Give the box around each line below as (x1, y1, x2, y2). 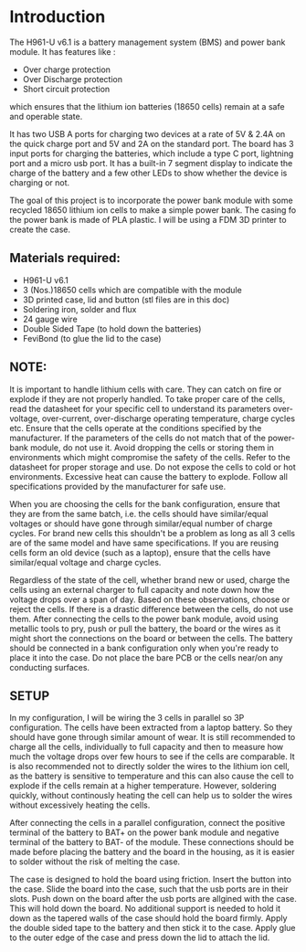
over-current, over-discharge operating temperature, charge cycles (41, 413, 295, 424)
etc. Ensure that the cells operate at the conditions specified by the (9, 422, 262, 433)
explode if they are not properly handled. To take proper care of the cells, (9, 393, 286, 404)
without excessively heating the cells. (9, 799, 151, 810)
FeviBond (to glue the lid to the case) (22, 333, 162, 344)
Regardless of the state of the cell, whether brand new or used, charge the (9, 574, 290, 586)
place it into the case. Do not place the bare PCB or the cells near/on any (9, 651, 283, 663)
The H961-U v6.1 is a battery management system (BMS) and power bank (9, 37, 286, 48)
